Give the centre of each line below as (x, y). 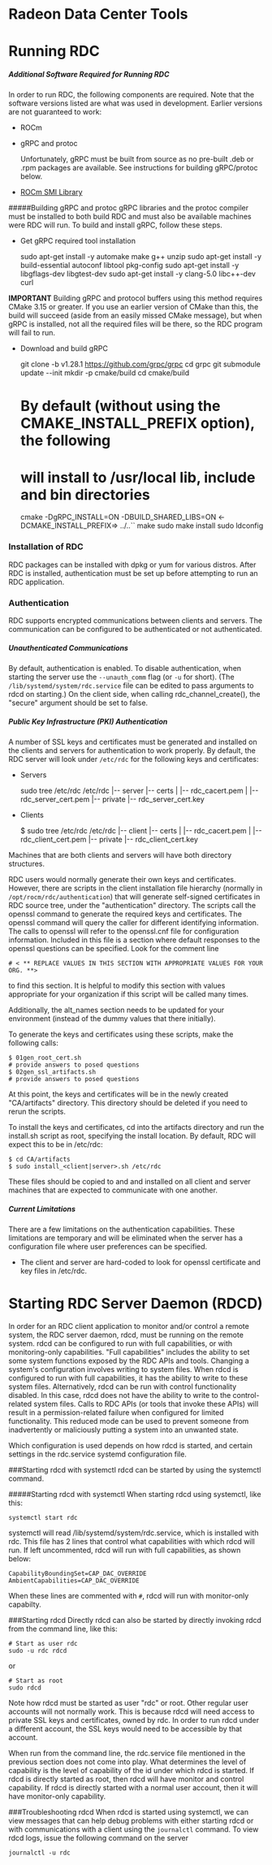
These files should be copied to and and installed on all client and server (130, 1181)
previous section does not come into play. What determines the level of (127, 1761)
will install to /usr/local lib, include (138, 477)
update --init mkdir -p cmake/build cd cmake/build (105, 373)
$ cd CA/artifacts (39, 1159)
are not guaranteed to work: (55, 112)
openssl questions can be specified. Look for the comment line (114, 948)
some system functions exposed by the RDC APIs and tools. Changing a (129, 1361)
